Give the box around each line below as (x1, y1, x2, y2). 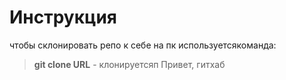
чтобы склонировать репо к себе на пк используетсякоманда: (9, 39, 277, 51)
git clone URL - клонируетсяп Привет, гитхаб (33, 58, 226, 70)
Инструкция (9, 6, 117, 29)
